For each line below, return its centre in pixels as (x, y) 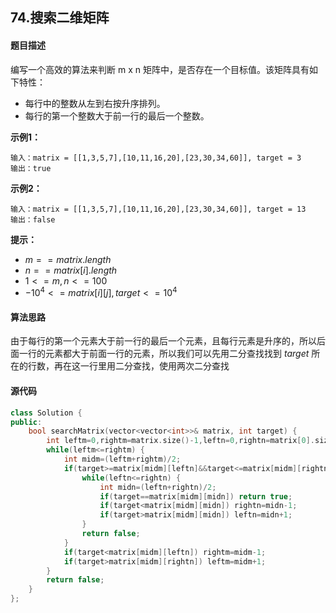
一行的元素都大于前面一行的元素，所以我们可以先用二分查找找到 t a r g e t (164, 354)
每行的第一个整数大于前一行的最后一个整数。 (117, 115)
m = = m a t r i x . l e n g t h (68, 259)
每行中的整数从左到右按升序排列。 (95, 103)
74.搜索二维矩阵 (60, 18)
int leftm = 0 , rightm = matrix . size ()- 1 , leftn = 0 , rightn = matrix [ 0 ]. (181, 441)
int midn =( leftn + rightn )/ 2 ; (158, 487)
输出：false (33, 219)
